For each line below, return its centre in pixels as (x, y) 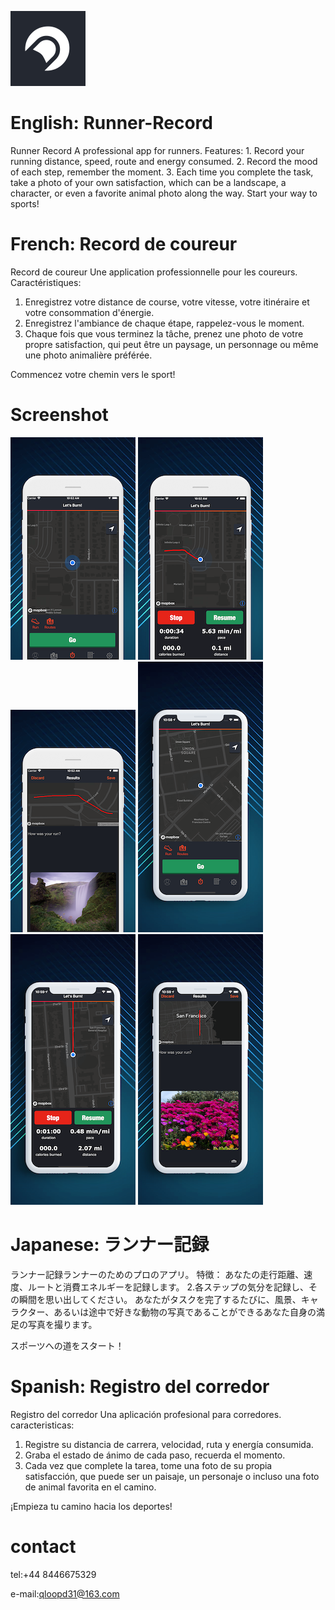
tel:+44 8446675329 (53, 1574)
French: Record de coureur (124, 244)
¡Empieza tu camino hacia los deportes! (91, 1506)
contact (43, 1546)
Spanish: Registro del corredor (140, 1386)
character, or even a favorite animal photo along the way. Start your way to (164, 193)
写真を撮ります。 (62, 1324)
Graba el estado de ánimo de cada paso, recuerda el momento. (155, 1455)
